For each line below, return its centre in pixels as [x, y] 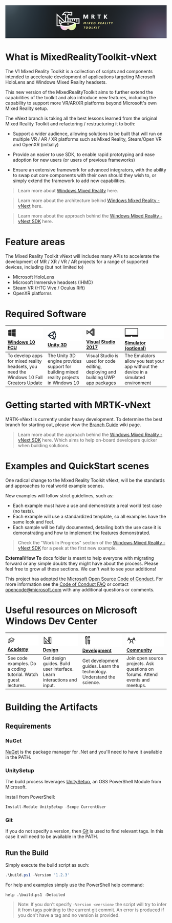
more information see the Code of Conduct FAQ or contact [67, 584]
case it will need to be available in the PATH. [52, 837]
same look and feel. [34, 522]
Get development [100, 661]
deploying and [101, 372]
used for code [101, 361]
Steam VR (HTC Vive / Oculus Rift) [49, 288]
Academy [18, 649]
